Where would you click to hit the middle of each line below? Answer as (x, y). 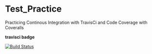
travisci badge (20, 37)
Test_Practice (34, 9)
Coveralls (15, 27)
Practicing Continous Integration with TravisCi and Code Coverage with (76, 22)
